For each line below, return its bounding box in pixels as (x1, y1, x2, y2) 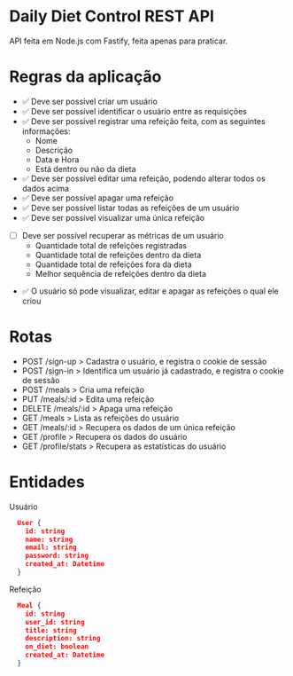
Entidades (9, 472, 86, 492)
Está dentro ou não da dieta (35, 163, 136, 174)
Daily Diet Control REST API (9, 6, 215, 27)
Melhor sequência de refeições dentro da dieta (35, 268, 206, 279)
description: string (25, 634, 101, 643)
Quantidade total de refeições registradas (35, 240, 188, 250)
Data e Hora (35, 153, 80, 165)
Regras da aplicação (9, 67, 162, 87)
